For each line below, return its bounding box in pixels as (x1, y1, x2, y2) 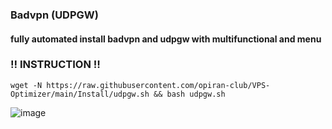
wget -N (10, 80, 43, 90)
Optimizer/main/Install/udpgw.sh (10, 89, 150, 99)
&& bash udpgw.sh (153, 89, 226, 99)
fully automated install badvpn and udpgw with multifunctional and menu (10, 33, 322, 45)
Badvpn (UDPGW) (10, 8, 99, 22)
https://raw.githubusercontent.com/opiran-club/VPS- (46, 80, 271, 90)
